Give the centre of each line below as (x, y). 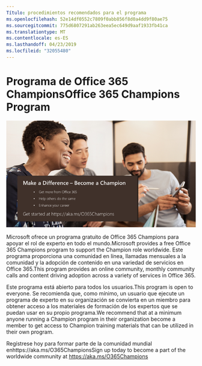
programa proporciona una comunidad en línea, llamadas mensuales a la (96, 256)
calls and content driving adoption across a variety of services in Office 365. (101, 276)
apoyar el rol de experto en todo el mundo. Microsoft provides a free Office (99, 244)
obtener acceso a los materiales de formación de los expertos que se (92, 306)
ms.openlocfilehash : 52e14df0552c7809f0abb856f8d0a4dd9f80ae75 (87, 19)
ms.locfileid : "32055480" (38, 51)
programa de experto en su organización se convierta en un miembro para (98, 300)
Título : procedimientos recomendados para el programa (76, 13)
